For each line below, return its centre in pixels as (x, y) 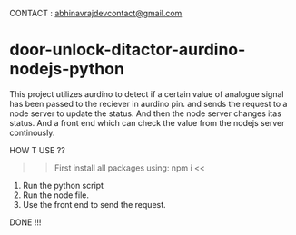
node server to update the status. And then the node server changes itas (145, 113)
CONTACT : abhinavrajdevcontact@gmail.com (96, 13)
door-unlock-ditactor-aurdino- (128, 50)
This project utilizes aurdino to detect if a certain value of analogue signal (147, 93)
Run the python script (63, 185)
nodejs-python (67, 69)
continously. (32, 132)
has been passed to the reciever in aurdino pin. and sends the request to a (148, 103)
